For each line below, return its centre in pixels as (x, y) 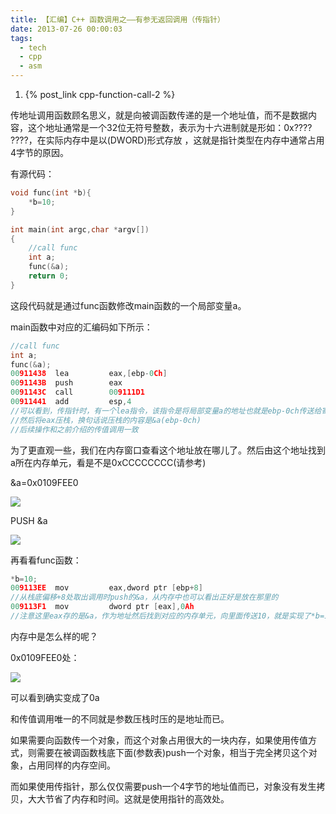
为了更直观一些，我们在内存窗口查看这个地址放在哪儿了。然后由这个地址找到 (168, 450)
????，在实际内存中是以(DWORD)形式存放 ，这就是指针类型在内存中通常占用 (167, 140)
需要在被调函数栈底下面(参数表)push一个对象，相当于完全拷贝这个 (172, 752)
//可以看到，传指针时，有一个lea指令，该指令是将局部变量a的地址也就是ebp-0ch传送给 (166, 411)
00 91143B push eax (66, 383)
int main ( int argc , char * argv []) (80, 229)
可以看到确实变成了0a (55, 697)
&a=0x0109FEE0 (44, 482)
